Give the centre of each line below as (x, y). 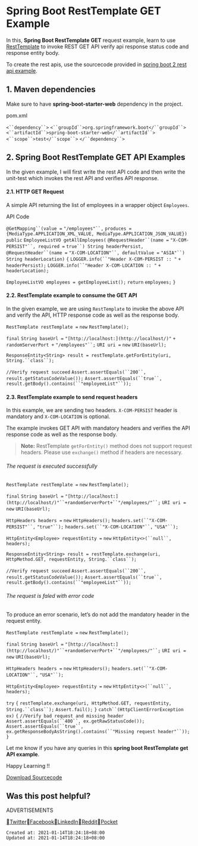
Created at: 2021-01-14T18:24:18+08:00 (56, 833)
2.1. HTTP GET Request (35, 192)
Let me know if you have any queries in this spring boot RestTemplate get (97, 748)
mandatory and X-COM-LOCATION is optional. (58, 416)
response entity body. (33, 53)
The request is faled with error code (50, 595)
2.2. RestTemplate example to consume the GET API (72, 295)
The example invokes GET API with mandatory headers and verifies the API (98, 428)
